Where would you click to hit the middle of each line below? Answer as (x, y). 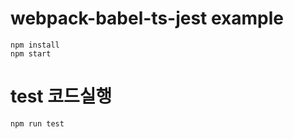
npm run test (37, 123)
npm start (31, 53)
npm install (35, 45)
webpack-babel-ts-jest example (147, 18)
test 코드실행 (61, 96)
